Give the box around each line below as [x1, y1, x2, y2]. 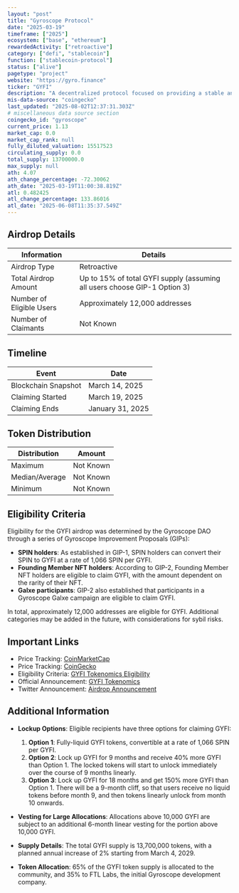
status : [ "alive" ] [7, 63, 62, 70]
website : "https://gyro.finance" [7, 76, 107, 84]
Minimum [11, 484, 43, 494]
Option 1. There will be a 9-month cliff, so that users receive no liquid [28, 783, 230, 792]
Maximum [11, 460, 44, 470]
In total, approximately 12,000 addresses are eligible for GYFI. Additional [7, 608, 219, 616]
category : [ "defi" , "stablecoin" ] [7, 51, 110, 58]
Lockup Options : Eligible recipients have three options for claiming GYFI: [17, 724, 232, 733]
